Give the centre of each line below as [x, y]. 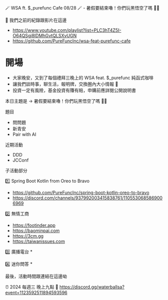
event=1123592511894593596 [36, 292]
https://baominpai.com [36, 231]
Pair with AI [24, 134]
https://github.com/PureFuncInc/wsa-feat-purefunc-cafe [71, 41]
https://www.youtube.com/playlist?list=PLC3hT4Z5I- [67, 30]
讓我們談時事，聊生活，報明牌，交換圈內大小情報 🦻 [65, 84]
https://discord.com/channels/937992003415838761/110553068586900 [87, 198]
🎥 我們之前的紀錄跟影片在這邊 [36, 20]
